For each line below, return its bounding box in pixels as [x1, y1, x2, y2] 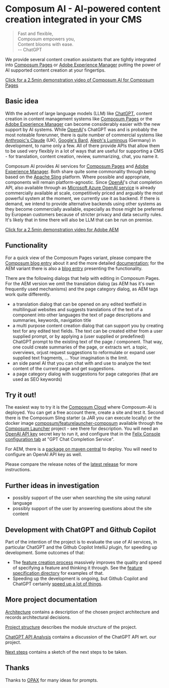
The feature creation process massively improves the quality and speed [12, 559, 162, 565]
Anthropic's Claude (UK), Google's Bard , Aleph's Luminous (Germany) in [5, 137, 156, 143]
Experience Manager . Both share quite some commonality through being [5, 168, 156, 174]
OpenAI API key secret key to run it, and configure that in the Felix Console [5, 431, 160, 437]
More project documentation [5, 596, 97, 604]
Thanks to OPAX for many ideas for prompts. [5, 677, 98, 683]
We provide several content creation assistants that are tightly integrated [5, 56, 156, 62]
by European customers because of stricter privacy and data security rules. [5, 211, 162, 217]
